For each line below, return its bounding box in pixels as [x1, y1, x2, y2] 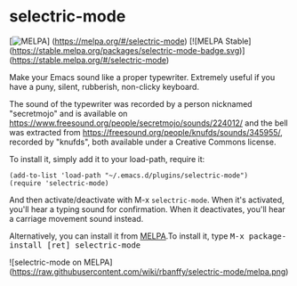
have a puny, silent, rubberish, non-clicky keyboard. [9, 81, 200, 92]
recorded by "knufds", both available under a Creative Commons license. [9, 136, 277, 147]
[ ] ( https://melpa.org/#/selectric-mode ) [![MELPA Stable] [9, 36, 252, 46]
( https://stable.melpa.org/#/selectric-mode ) [9, 54, 170, 65]
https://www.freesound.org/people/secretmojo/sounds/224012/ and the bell [9, 118, 288, 128]
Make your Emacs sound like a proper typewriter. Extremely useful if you [9, 71, 276, 82]
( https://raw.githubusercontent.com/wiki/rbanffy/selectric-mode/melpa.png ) [9, 266, 289, 277]
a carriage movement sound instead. [9, 213, 144, 224]
